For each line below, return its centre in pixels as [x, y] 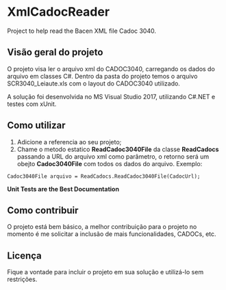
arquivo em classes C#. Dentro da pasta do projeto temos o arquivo [102, 76]
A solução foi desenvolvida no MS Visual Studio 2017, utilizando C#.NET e [111, 96]
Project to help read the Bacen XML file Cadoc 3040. [81, 31]
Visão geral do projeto [55, 52]
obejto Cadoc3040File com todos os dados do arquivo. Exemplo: [110, 163]
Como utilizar [37, 126]
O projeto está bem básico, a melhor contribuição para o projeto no [102, 227]
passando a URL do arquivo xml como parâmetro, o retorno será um [113, 156]
